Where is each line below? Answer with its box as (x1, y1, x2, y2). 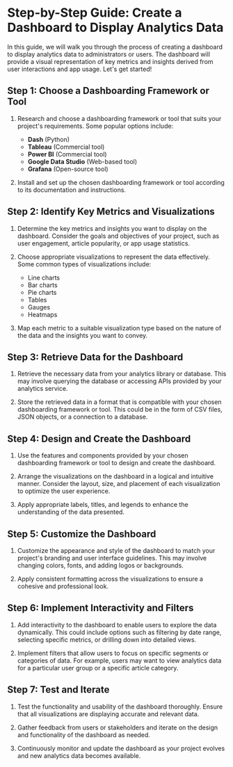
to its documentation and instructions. (17, 186, 127, 194)
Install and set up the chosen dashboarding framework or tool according (17, 178, 225, 186)
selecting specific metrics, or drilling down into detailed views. (17, 635, 197, 644)
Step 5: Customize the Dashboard (7, 528, 156, 540)
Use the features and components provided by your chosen (17, 451, 189, 460)
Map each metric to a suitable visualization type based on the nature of (17, 323, 222, 332)
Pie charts (27, 288, 57, 296)
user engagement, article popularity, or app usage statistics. (17, 239, 190, 248)
